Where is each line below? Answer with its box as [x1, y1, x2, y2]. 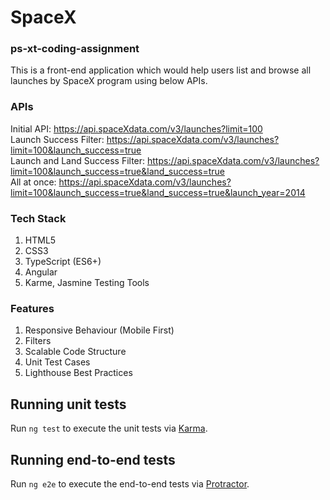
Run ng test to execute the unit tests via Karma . [10, 422, 208, 435]
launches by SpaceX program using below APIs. [10, 75, 208, 87]
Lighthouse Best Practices [24, 367, 133, 379]
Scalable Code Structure [24, 346, 127, 358]
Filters [24, 335, 52, 347]
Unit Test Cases [24, 356, 91, 368]
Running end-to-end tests [10, 451, 176, 468]
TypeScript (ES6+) [24, 256, 102, 268]
